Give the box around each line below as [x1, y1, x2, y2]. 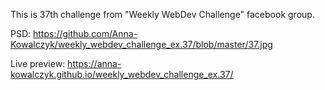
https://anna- [67, 58, 122, 69]
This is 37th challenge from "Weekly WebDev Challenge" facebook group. [10, 9, 315, 20]
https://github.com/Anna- [33, 28, 138, 39]
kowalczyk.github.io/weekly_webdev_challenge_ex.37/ [10, 69, 234, 80]
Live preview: [10, 58, 66, 69]
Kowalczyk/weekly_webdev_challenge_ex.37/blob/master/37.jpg [10, 39, 273, 50]
